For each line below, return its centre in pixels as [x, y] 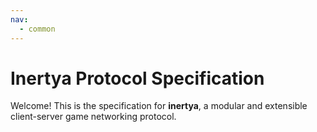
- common [37, 29]
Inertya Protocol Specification [137, 78]
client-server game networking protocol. [93, 117]
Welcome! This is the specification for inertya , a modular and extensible [159, 106]
